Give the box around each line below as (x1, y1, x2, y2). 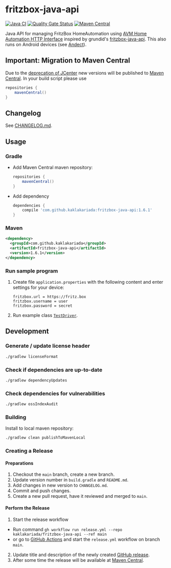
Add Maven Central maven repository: (12, 164, 93, 170)
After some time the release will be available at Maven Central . (12, 557, 144, 563)
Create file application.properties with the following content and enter (12, 279, 163, 285)
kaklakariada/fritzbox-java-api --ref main (12, 532, 107, 537)
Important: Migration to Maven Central (5, 56, 130, 65)
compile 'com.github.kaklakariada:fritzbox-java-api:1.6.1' (22, 207, 153, 213)
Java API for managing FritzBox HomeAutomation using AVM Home (5, 30, 147, 36)
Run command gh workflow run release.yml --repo (12, 526, 123, 532)
